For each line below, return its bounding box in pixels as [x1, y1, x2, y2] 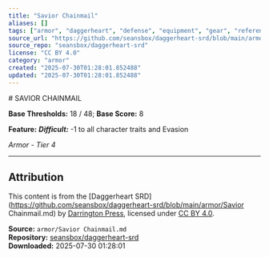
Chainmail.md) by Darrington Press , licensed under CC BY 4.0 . [8, 209, 215, 219]
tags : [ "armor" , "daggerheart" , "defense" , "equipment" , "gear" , [8, 26, 231, 34]
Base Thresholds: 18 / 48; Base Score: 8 [8, 109, 144, 118]
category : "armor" [8, 57, 70, 65]
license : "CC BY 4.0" [8, 49, 81, 57]
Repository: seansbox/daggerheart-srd [8, 233, 139, 243]
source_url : [8, 34, 48, 42]
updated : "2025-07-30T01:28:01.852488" [8, 71, 142, 79]
